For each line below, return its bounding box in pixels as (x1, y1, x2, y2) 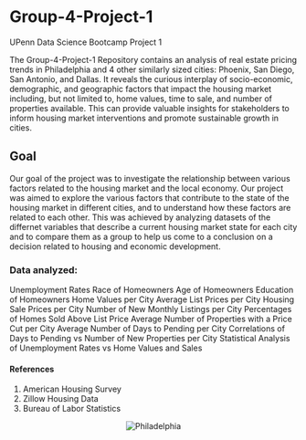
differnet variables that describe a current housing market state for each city (9, 221, 298, 232)
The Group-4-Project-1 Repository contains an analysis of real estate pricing (9, 54, 298, 65)
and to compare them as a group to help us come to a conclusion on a (9, 231, 274, 242)
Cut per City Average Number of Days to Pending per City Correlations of (9, 323, 286, 334)
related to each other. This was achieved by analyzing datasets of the (9, 212, 271, 223)
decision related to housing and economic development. (9, 240, 221, 252)
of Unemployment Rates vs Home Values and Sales (9, 342, 203, 353)
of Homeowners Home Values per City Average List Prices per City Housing (9, 294, 295, 305)
